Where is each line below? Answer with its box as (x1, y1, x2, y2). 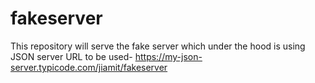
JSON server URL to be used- (10, 50, 133, 62)
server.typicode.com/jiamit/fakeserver (10, 61, 168, 73)
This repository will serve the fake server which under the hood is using (10, 40, 306, 52)
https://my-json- (134, 50, 203, 62)
